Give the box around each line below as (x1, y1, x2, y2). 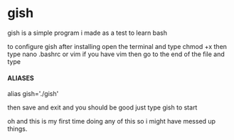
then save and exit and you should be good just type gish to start (7, 103, 198, 112)
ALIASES (7, 73, 34, 82)
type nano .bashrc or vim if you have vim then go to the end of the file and (7, 50, 225, 58)
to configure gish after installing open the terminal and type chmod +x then (7, 42, 228, 50)
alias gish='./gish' (7, 90, 59, 98)
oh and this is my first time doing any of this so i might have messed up (7, 117, 216, 126)
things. (7, 124, 28, 133)
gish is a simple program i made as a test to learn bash (7, 28, 168, 37)
